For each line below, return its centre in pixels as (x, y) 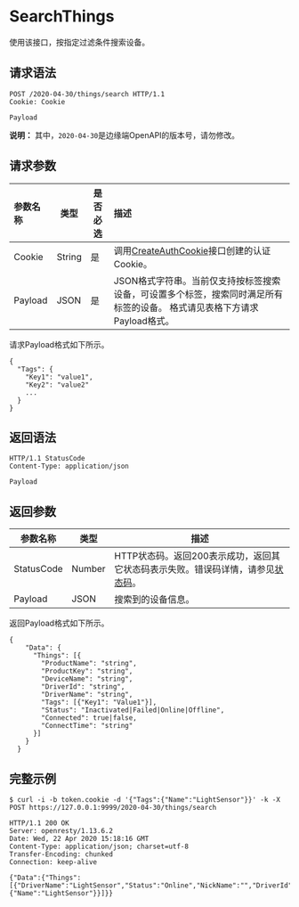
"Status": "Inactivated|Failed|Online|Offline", (133, 710)
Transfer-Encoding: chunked (61, 854)
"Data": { (44, 648)
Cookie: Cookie (37, 102)
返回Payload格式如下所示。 (59, 623)
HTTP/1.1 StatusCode (48, 459)
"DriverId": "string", (83, 687)
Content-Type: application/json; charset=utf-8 (99, 846)
